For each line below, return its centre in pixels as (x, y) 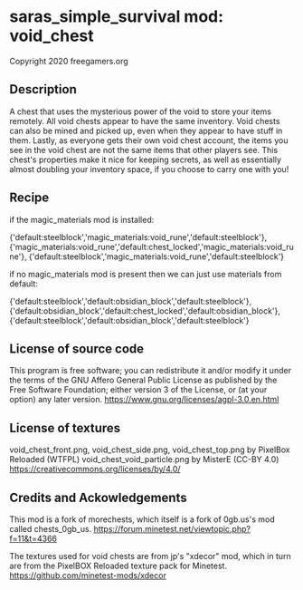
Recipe (29, 198)
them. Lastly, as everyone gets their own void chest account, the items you (149, 140)
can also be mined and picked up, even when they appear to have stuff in (146, 131)
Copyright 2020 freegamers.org (69, 61)
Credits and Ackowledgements (98, 497)
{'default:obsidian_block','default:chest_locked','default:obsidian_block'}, (145, 311)
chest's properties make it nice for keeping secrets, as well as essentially (146, 160)
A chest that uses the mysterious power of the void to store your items (140, 111)
